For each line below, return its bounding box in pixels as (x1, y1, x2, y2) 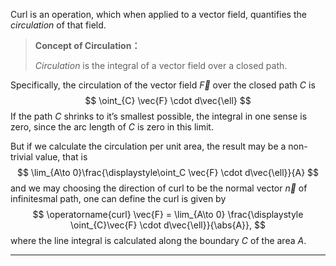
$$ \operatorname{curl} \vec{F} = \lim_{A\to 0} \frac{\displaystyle (32, 209, 304, 220)
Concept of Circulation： (34, 40, 141, 51)
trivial (10, 151, 33, 163)
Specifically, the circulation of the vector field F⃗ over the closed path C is (10, 79, 316, 91)
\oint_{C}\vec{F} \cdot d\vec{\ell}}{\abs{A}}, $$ (70, 219, 266, 231)
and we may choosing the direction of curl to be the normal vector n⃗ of (10, 182, 308, 194)
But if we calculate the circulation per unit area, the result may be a (10, 140, 287, 152)
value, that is (34, 151, 88, 163)
